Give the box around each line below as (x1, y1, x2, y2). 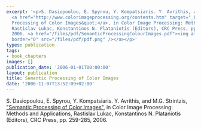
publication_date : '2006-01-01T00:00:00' (6, 64, 111, 70)
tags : (6, 48, 20, 54)
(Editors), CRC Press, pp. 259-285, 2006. (6, 116, 108, 123)
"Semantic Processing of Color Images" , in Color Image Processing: (6, 104, 173, 110)
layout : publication (6, 70, 58, 76)
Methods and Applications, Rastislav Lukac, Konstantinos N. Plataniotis (6, 110, 181, 117)
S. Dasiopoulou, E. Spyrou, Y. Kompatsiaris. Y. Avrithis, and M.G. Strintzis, (6, 97, 187, 105)
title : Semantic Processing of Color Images (6, 75, 119, 81)
